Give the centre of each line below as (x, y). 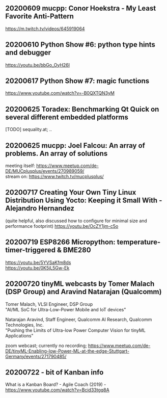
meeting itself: (20, 166)
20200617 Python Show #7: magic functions (77, 81)
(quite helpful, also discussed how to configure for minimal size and (76, 221)
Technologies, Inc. (25, 325)
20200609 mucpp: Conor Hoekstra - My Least (81, 8)
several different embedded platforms (67, 117)
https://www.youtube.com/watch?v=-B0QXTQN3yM (60, 93)
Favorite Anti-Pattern (39, 17)
